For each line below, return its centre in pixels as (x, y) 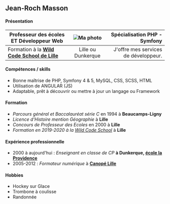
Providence (25, 158)
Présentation (19, 21)
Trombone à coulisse (34, 192)
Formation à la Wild (31, 49)
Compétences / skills (28, 69)
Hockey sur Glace (31, 186)
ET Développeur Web (37, 41)
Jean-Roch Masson (37, 8)
